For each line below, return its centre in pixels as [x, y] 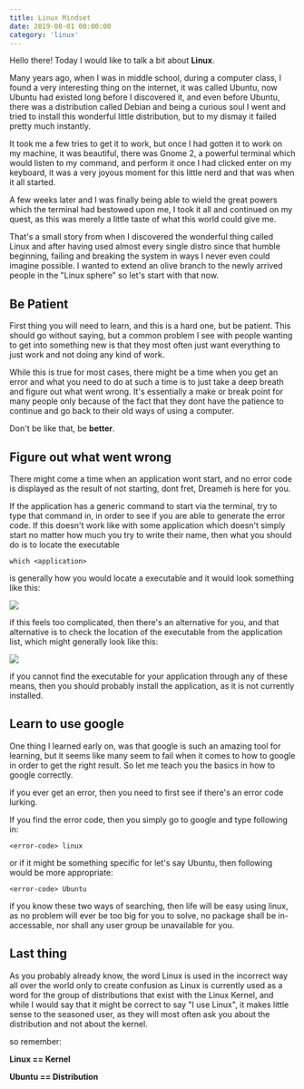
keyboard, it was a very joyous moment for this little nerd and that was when [152, 172]
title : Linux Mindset [50, 18]
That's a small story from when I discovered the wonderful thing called [142, 237]
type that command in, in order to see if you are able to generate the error [147, 515]
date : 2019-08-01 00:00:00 [60, 26]
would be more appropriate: [61, 872]
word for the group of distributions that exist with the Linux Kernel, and [142, 995]
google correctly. [41, 775]
